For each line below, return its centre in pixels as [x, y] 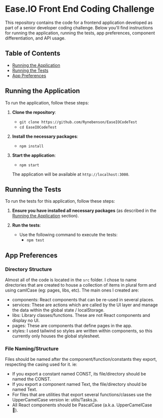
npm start [29, 165]
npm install [31, 146]
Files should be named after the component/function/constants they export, [81, 359]
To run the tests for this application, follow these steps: [60, 201]
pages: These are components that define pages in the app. [72, 326]
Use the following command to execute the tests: [68, 235]
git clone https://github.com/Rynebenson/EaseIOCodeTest [78, 122]
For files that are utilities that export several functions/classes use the [82, 395]
